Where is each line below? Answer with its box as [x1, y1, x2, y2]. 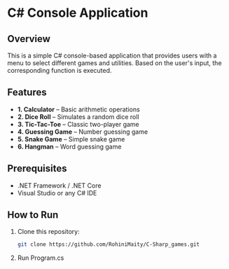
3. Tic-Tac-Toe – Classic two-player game [17, 120, 140, 128]
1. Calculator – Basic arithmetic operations [17, 105, 140, 113]
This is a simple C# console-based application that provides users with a [7, 51, 217, 60]
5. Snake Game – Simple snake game [17, 134, 125, 143]
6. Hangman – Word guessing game [17, 142, 122, 151]
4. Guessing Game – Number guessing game [17, 127, 148, 136]
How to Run [7, 209, 59, 221]
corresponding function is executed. [7, 67, 112, 74]
